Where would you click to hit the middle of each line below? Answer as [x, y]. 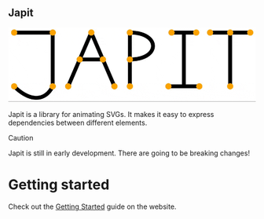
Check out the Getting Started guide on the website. [92, 206]
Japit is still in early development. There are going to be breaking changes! [129, 153]
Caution [21, 138]
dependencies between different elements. [78, 123]
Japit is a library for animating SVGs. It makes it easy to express [111, 115]
